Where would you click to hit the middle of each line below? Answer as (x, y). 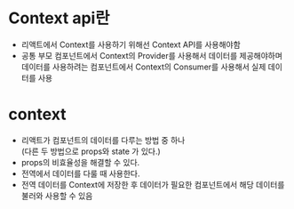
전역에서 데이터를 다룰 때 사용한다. (80, 173)
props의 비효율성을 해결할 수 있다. (80, 162)
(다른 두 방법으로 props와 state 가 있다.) (91, 151)
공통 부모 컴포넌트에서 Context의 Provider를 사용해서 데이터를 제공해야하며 (152, 55)
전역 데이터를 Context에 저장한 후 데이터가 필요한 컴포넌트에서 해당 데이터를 (153, 184)
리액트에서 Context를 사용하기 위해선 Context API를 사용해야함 (131, 44)
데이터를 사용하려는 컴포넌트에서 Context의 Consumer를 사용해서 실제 (143, 67)
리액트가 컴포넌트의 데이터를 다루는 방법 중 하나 (103, 140)
